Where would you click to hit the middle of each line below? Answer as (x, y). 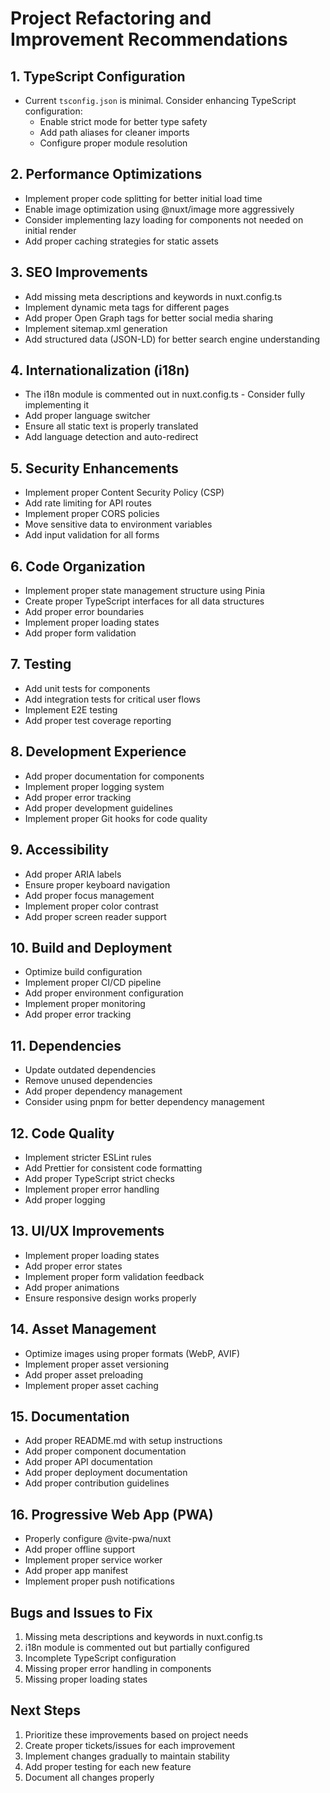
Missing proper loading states (86, 1679)
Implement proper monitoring (85, 1004)
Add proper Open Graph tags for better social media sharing (149, 318)
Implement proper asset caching (91, 1385)
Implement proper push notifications (99, 1581)
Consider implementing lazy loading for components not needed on (164, 219)
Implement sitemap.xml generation (96, 328)
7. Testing (41, 664)
